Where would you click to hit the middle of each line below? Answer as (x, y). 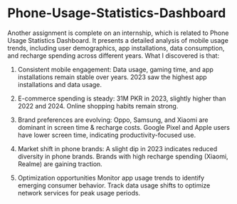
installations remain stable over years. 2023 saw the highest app (112, 77)
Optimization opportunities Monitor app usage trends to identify (111, 178)
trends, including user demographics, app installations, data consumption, (116, 48)
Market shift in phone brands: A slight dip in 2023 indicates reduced (117, 148)
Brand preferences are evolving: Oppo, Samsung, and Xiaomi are (113, 120)
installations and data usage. (59, 84)
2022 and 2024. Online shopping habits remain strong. (98, 106)
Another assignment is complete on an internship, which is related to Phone (118, 33)
